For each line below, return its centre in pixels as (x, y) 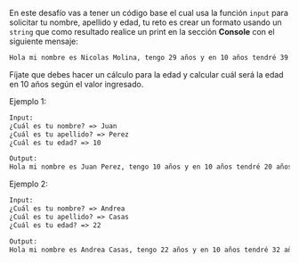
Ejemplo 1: (28, 101)
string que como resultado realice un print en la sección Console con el (142, 32)
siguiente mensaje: (44, 41)
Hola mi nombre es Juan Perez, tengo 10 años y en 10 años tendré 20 (141, 167)
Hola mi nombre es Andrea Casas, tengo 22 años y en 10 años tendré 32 (145, 250)
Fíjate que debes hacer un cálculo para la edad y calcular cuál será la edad (146, 74)
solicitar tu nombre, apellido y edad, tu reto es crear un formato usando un (145, 22)
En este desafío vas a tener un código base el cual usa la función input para (149, 13)
